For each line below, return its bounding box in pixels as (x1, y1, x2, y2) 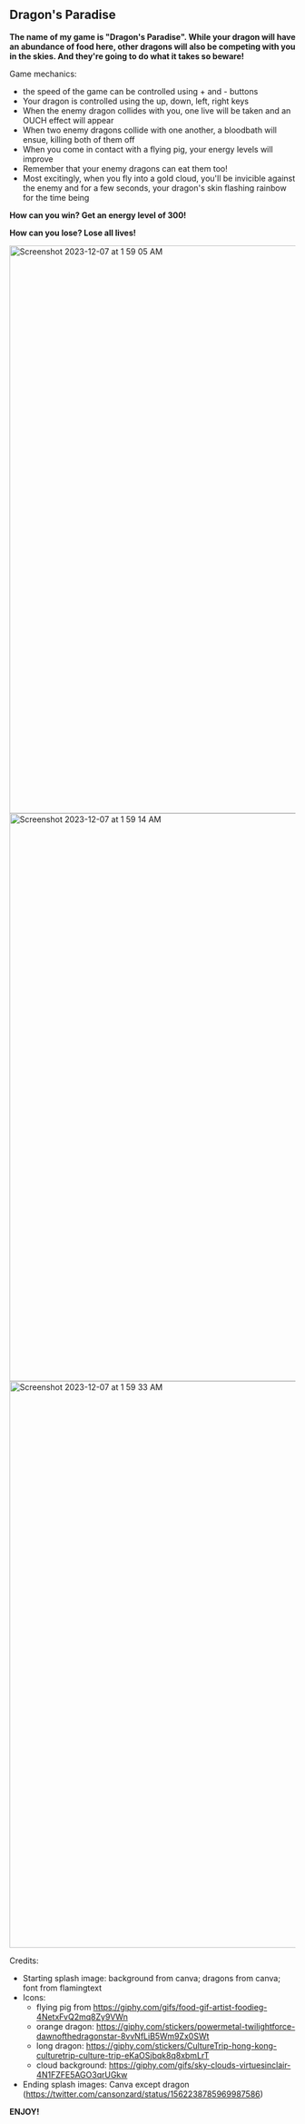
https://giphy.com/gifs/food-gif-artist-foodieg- (93, 2001, 268, 2012)
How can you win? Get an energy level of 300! (9, 209, 187, 221)
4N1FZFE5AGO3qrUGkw (35, 2069, 128, 2079)
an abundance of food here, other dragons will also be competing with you (9, 41, 296, 52)
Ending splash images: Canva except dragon (22, 2079, 190, 2089)
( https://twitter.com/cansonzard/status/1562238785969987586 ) (22, 2089, 263, 2099)
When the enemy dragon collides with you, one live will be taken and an (22, 104, 291, 116)
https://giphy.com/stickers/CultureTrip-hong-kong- (85, 2040, 277, 2051)
